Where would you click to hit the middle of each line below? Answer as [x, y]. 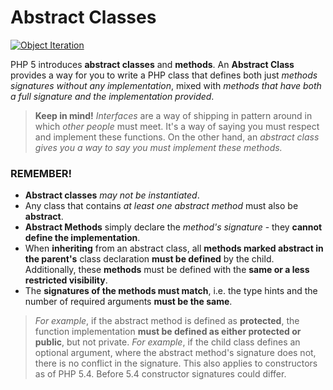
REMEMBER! [41, 173]
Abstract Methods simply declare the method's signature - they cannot [173, 227]
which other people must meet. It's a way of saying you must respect [177, 126]
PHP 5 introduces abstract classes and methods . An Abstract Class [152, 64]
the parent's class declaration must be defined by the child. [149, 259]
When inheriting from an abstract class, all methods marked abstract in [174, 248]
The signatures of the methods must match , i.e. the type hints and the [171, 291]
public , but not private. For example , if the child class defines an [167, 342]
